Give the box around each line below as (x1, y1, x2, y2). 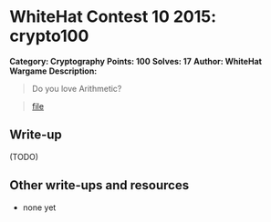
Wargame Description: (9, 66, 98, 76)
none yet (22, 202, 57, 213)
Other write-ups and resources (9, 177, 190, 193)
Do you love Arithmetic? (31, 83, 122, 94)
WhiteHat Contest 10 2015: (9, 6, 217, 27)
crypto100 (9, 25, 89, 46)
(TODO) (9, 151, 39, 162)
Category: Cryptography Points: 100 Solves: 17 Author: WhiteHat (9, 55, 263, 66)
